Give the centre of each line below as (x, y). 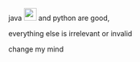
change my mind (36, 49)
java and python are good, (59, 18)
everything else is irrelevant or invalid (70, 33)
